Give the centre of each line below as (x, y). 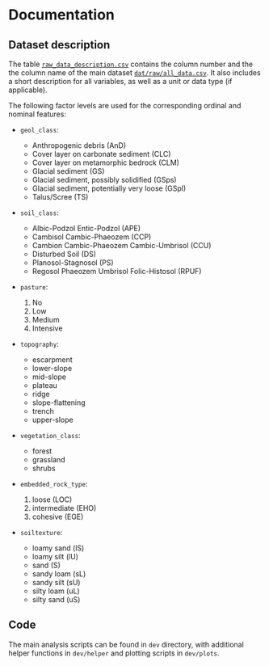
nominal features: (38, 114)
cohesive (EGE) (58, 516)
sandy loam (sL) (59, 574)
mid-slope (49, 377)
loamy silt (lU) (55, 556)
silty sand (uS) (56, 599)
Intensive (47, 328)
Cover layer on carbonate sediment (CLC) (101, 154)
